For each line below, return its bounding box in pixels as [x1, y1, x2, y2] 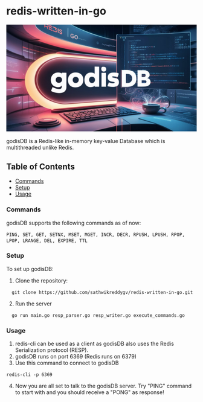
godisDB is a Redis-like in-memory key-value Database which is [6, 138, 166, 145]
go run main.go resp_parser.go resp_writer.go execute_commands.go [11, 312, 185, 318]
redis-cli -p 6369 [6, 372, 53, 378]
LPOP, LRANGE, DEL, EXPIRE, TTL [6, 237, 88, 244]
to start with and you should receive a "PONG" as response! [14, 389, 164, 396]
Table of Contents [6, 161, 76, 171]
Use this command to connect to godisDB [14, 359, 119, 366]
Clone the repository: [14, 276, 68, 284]
